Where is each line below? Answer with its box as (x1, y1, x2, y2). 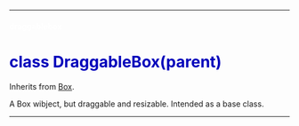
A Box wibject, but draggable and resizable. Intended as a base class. (9, 98, 264, 109)
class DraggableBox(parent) (9, 51, 222, 72)
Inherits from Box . (9, 81, 75, 91)
